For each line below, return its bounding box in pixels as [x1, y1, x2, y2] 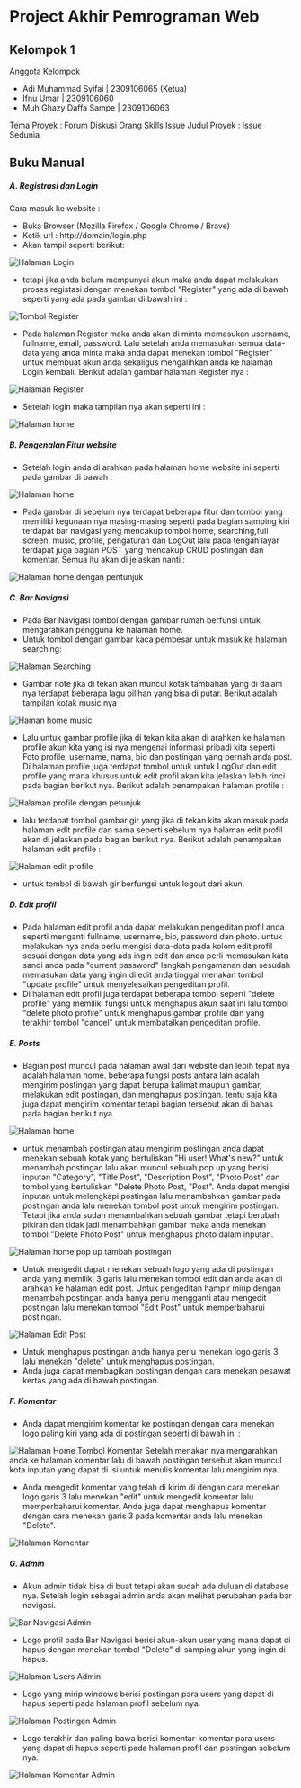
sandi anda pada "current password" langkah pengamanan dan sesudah [22, 960, 291, 971]
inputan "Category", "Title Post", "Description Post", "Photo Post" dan [22, 1171, 280, 1183]
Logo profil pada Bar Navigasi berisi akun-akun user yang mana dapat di [22, 1634, 291, 1646]
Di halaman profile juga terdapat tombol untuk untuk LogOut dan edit [22, 761, 277, 772]
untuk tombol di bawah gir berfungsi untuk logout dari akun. [22, 878, 245, 889]
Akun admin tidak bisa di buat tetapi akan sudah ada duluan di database [22, 1580, 289, 1592]
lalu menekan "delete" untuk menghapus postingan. [22, 1356, 215, 1367]
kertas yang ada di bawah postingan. [22, 1375, 160, 1386]
